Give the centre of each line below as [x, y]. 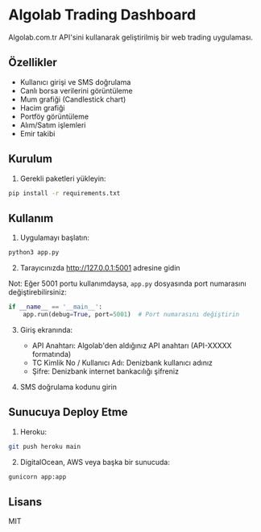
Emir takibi [37, 133]
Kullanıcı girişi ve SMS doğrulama [75, 82]
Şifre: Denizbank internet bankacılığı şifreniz [106, 371]
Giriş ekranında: [46, 329]
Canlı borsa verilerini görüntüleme [76, 90]
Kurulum [31, 159]
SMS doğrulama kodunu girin [68, 387]
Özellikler [33, 63]
